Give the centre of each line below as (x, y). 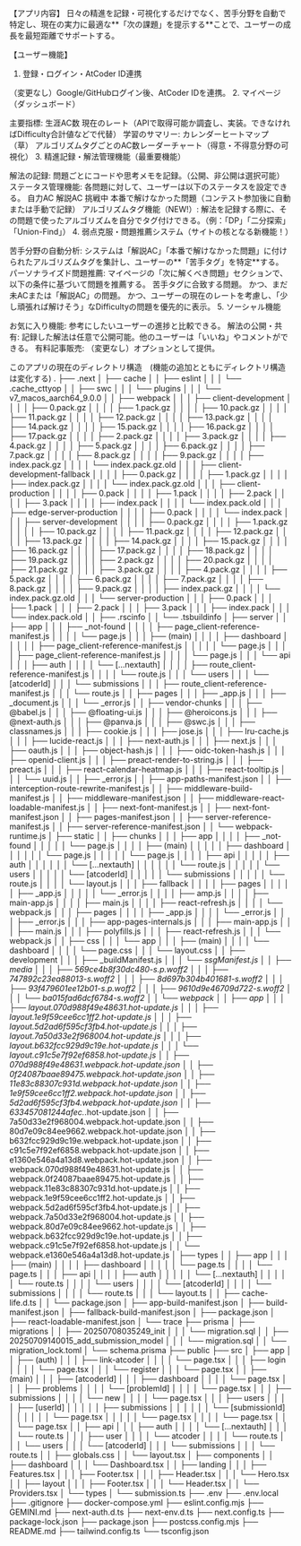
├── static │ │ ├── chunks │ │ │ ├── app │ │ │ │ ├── (158, 836)
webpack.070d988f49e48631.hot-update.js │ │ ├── (106, 1169)
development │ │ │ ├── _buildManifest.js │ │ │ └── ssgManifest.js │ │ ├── (150, 960)
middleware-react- (250, 798)
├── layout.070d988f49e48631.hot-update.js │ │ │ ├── (114, 1007)
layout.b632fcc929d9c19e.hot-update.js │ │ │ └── (104, 1045)
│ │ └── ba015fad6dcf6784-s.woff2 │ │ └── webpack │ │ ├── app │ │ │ (147, 998)
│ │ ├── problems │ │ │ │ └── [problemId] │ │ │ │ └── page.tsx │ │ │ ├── (150, 1388)
